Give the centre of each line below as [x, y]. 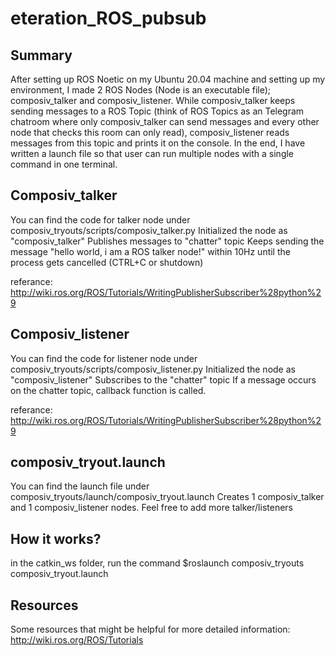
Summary [41, 55]
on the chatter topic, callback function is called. [108, 390]
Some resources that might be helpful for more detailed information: [150, 629]
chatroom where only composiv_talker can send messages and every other [165, 121]
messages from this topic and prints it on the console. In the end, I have [158, 143]
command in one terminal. [64, 164]
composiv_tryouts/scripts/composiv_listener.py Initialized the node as [153, 369]
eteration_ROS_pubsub [108, 18]
